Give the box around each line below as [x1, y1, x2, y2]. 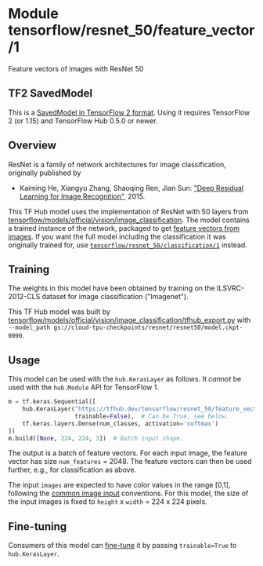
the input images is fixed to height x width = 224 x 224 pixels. [8, 497, 207, 506]
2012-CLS [8, 292, 41, 301]
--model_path [8, 323, 51, 332]
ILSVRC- [216, 283, 245, 293]
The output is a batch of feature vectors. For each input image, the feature [8, 448, 248, 458]
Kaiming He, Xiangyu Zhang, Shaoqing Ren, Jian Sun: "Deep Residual [19, 183, 244, 192]
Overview [8, 139, 57, 152]
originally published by [8, 168, 81, 177]
